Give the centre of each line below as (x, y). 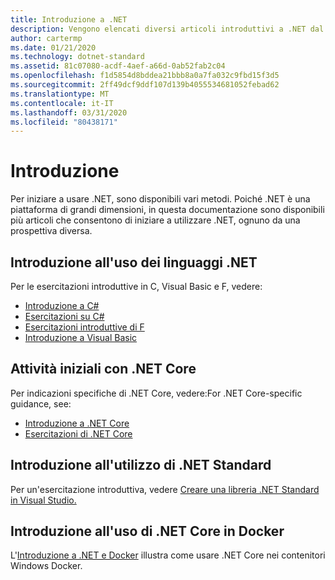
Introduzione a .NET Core (77, 423)
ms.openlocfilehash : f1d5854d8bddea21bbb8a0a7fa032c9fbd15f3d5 (145, 76)
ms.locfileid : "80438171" (64, 122)
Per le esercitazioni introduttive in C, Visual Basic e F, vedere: (136, 286)
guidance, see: (41, 403)
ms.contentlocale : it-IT (62, 103)
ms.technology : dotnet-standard (77, 57)
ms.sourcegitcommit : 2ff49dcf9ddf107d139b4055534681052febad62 (145, 85)
